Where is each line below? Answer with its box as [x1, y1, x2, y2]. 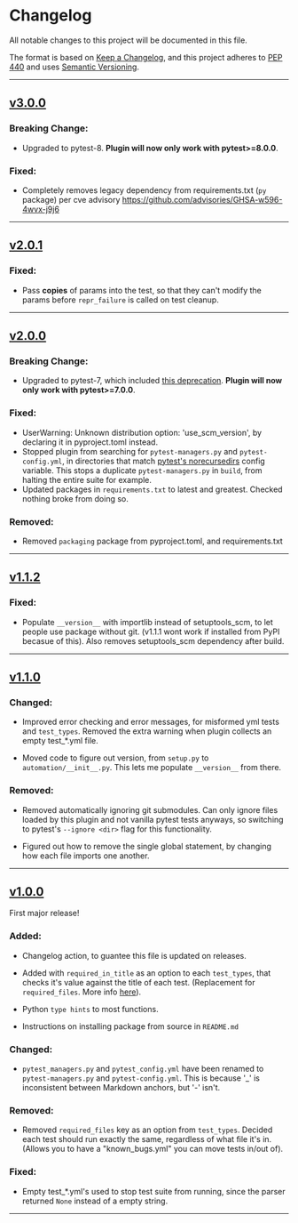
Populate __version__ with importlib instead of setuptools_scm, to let [21, 616, 273, 627]
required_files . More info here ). [21, 986, 142, 997]
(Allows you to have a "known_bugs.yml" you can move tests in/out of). [21, 1144, 284, 1155]
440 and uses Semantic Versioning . [9, 61, 140, 72]
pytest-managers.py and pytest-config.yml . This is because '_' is [21, 1073, 260, 1083]
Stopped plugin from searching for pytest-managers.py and [21, 446, 238, 456]
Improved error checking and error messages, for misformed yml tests [21, 717, 279, 728]
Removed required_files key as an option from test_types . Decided [21, 1124, 273, 1135]
